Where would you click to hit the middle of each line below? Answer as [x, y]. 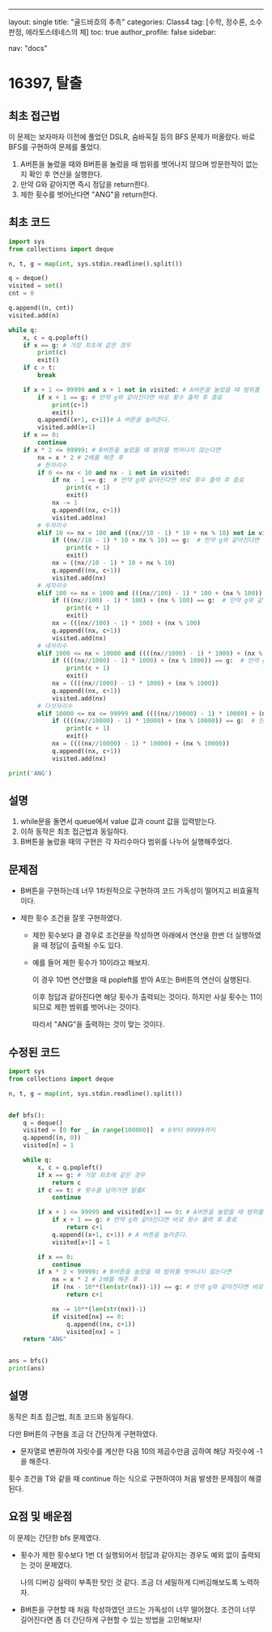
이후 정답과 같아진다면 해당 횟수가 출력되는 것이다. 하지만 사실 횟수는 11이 [147, 997]
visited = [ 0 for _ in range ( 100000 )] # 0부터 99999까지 [119, 1130]
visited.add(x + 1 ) [66, 427]
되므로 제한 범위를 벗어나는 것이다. [86, 1007]
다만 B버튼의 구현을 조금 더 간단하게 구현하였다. [83, 1434]
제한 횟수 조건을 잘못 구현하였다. [71, 918]
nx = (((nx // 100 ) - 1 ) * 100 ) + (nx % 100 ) [126, 623]
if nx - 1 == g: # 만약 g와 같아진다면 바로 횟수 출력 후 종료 [148, 480]
